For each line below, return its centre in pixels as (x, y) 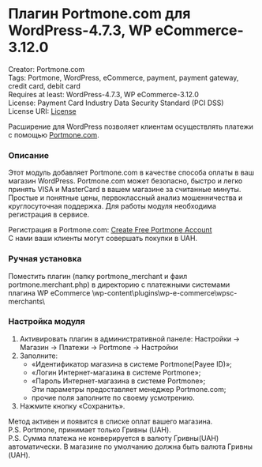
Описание (29, 155)
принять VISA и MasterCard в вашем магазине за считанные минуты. (125, 190)
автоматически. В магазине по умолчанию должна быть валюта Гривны (131, 446)
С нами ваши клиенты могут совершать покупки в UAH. (103, 239)
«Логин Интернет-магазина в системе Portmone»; (116, 372)
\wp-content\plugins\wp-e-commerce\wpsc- (165, 292)
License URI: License (42, 111)
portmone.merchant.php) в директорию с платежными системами (119, 284)
